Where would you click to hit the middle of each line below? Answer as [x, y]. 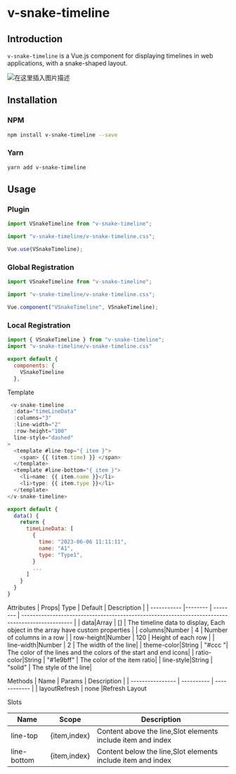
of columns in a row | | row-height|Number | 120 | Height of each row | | [111, 637]
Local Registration [39, 325]
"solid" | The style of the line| [50, 667]
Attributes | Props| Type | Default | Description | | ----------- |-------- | [110, 607]
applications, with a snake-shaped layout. [67, 63]
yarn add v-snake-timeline [47, 167]
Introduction [35, 39]
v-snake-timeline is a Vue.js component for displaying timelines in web [110, 56]
